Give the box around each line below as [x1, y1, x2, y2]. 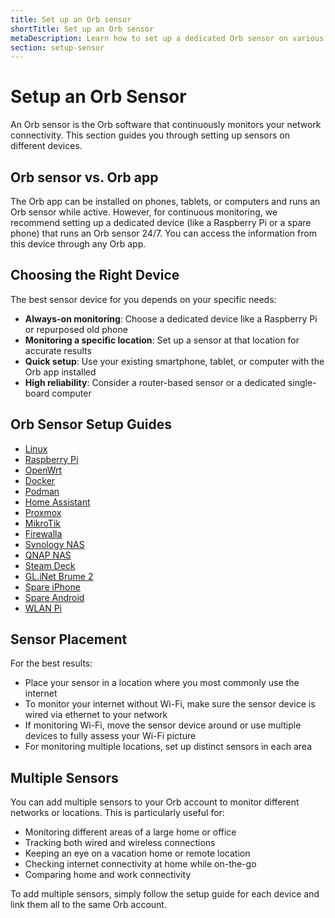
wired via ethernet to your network [24, 709, 168, 721]
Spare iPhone [24, 581, 81, 593]
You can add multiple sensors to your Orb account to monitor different [10, 796, 300, 808]
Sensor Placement [10, 631, 128, 648]
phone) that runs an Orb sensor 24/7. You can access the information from [10, 227, 317, 239]
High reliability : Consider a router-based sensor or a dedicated [24, 376, 286, 388]
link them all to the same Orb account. [10, 899, 167, 911]
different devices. [10, 140, 83, 152]
